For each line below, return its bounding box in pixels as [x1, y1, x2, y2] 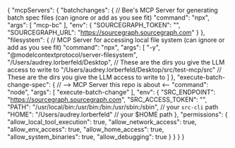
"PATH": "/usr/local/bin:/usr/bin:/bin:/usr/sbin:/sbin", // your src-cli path [7, 103, 219, 111]
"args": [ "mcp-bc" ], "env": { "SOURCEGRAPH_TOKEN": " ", [7, 21, 181, 29]
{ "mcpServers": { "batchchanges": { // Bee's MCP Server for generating [7, 6, 219, 14]
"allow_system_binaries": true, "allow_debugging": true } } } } [7, 133, 185, 141]
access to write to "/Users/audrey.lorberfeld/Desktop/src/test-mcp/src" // [7, 66, 222, 74]
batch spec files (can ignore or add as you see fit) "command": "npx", [7, 13, 210, 22]
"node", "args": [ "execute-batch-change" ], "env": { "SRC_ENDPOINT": [7, 88, 216, 96]
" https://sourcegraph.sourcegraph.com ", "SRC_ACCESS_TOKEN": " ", [7, 95, 207, 104]
